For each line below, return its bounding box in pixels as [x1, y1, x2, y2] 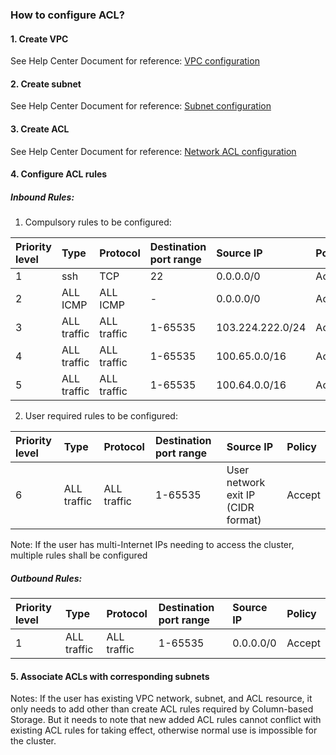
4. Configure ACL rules [10, 168, 108, 180]
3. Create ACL [10, 123, 70, 135]
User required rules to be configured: [24, 410, 178, 422]
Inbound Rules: [10, 191, 75, 203]
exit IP [226, 488, 256, 502]
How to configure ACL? [10, 8, 125, 22]
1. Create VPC [10, 33, 69, 45]
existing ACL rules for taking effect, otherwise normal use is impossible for [10, 724, 318, 737]
